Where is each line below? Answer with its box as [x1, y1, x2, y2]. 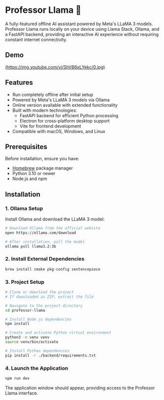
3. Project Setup [5, 278, 44, 285]
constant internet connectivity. [5, 37, 68, 43]
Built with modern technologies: [12, 107, 78, 113]
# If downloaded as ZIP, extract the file [5, 294, 94, 299]
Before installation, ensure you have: [5, 156, 80, 162]
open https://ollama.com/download [5, 230, 77, 235]
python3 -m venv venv [5, 335, 50, 340]
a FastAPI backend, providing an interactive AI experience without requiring [5, 31, 159, 37]
